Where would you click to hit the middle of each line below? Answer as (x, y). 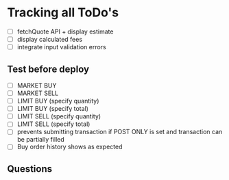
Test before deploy (48, 69)
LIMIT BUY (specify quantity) (58, 101)
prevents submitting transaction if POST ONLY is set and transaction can (120, 132)
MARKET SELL (38, 93)
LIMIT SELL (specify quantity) (59, 116)
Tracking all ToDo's (63, 13)
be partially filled (41, 140)
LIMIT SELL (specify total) (53, 124)
